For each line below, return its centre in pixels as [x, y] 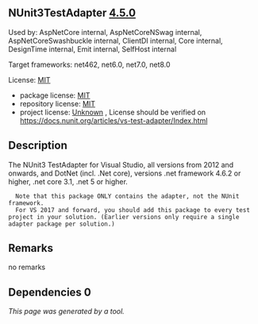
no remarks [27, 267]
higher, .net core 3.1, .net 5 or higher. [68, 181]
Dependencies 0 [50, 292]
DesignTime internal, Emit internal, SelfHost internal [92, 49]
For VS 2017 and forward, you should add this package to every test [133, 210]
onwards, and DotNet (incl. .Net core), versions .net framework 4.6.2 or [125, 173]
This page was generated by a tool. [66, 311]
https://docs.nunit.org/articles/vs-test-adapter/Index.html [114, 120]
